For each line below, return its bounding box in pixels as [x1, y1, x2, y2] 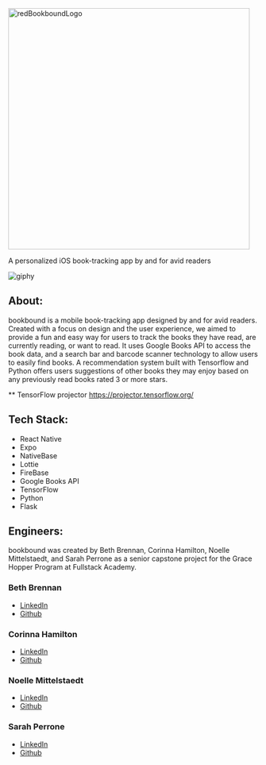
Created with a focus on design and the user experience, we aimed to [8, 323, 237, 333]
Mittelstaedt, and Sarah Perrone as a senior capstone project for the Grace [8, 554, 253, 563]
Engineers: [8, 524, 64, 539]
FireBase [19, 468, 49, 477]
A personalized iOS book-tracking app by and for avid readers [8, 256, 212, 265]
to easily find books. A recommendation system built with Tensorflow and [8, 357, 249, 367]
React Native [19, 434, 62, 443]
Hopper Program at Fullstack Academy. [8, 562, 137, 572]
